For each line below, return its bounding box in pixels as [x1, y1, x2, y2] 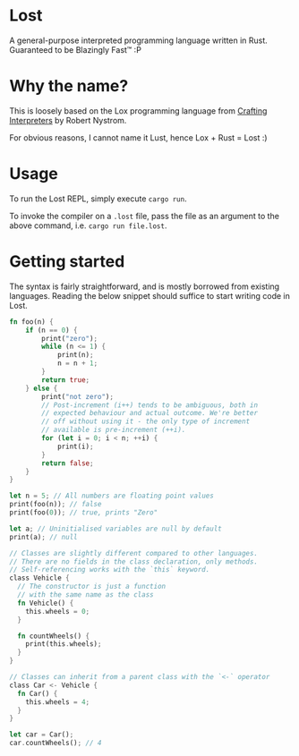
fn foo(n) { [9, 317, 54, 327]
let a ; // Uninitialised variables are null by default [9, 524, 222, 533]
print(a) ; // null [9, 532, 78, 541]
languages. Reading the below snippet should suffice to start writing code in [9, 290, 291, 301]
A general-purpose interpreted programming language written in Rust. [9, 35, 269, 46]
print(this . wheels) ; [25, 640, 102, 649]
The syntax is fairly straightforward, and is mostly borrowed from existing [9, 281, 280, 292]
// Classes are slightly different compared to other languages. [9, 548, 258, 557]
